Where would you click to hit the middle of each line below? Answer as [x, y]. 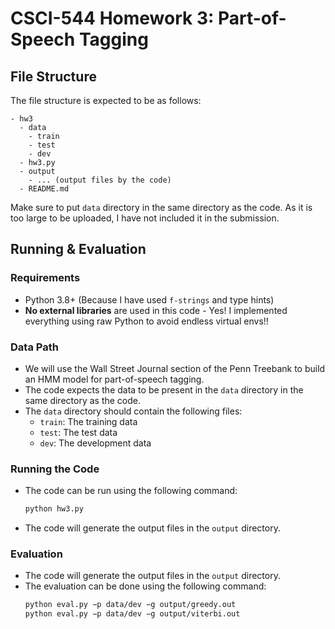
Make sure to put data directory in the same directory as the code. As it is [161, 207]
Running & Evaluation [78, 249]
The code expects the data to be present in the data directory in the [164, 389]
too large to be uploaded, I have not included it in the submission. [145, 218]
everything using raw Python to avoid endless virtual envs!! [146, 321]
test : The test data [78, 432]
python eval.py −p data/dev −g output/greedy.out [130, 605]
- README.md [44, 189]
